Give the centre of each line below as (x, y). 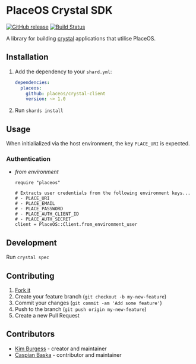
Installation (27, 57)
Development (32, 243)
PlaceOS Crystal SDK (59, 10)
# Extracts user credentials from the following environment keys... (103, 193)
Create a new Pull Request (47, 315)
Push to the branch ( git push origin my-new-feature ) (80, 309)
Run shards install (39, 110)
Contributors (31, 334)
